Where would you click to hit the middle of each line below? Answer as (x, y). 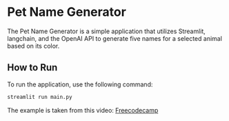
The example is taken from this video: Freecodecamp (83, 110)
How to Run (32, 67)
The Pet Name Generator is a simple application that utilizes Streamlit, (106, 31)
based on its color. (33, 46)
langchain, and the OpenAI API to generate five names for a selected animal (115, 38)
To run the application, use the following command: (80, 84)
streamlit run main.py (40, 97)
